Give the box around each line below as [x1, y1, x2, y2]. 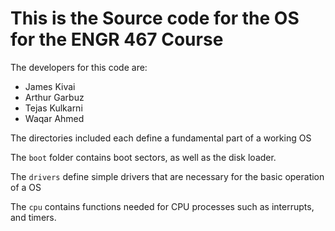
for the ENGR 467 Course [10, 28, 224, 51]
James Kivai [24, 80, 76, 92]
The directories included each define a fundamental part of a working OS [10, 132, 312, 144]
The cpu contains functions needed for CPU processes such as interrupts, [10, 200, 315, 212]
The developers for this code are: [10, 61, 148, 73]
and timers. [10, 211, 57, 223]
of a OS [10, 181, 42, 193]
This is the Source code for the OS [10, 7, 300, 30]
